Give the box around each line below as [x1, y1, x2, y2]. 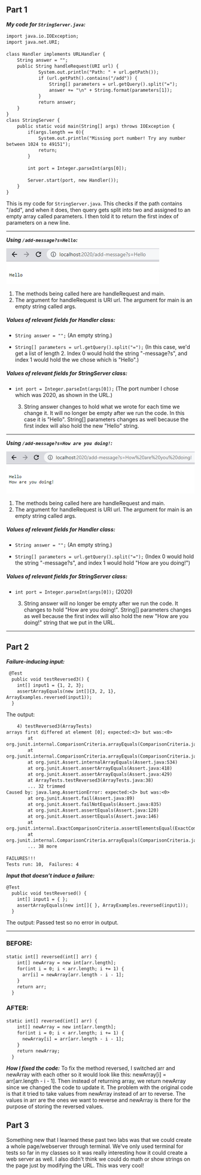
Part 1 [6, 5, 28, 15]
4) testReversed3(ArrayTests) [17, 723, 93, 729]
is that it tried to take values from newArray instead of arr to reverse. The [6, 1090, 185, 1098]
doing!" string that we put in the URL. [23, 619, 115, 626]
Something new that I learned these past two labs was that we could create [6, 1136, 192, 1143]
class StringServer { [6, 117, 60, 123]
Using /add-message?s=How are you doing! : [6, 439, 112, 446]
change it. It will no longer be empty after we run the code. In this [23, 409, 185, 416]
